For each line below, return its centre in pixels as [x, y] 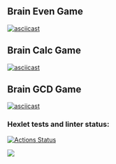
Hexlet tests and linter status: [58, 124]
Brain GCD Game [44, 89]
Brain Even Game [45, 12]
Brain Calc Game [44, 51]
